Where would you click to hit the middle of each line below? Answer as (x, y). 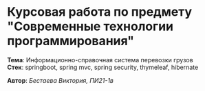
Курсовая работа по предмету (100, 12)
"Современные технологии (90, 26)
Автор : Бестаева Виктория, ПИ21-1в (61, 80)
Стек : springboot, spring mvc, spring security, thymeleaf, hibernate (103, 67)
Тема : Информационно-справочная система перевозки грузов (100, 60)
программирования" (71, 41)
